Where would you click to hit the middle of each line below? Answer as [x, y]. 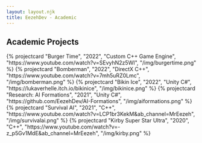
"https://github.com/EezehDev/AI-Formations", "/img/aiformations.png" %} [99, 101]
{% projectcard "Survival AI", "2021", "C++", [61, 108]
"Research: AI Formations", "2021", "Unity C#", [64, 95]
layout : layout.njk [31, 12]
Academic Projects [43, 42]
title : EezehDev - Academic [42, 17]
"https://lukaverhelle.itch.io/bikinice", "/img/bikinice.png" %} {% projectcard [101, 89]
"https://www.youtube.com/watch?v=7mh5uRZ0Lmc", [73, 75]
